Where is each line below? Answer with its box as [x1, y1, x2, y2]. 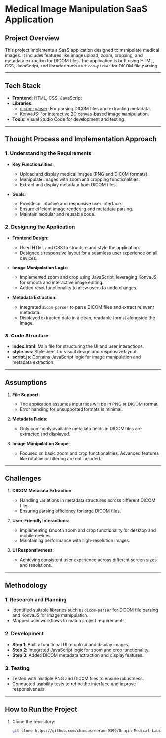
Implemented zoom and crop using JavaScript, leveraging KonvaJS [19, 274, 157, 280]
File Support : [12, 391, 40, 398]
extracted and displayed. [19, 431, 71, 437]
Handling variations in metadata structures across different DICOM [19, 497, 156, 503]
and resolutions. [19, 562, 53, 568]
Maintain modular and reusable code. [19, 211, 96, 217]
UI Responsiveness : [12, 547, 54, 553]
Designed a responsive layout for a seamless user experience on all [19, 250, 158, 256]
